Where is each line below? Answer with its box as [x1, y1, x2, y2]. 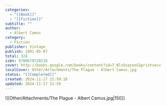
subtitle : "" [5, 21, 32, 26]
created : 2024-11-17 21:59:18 [5, 77, 68, 82]
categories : [5, 7, 30, 12]
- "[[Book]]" [9, 12, 37, 17]
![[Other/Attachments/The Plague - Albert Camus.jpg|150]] [5, 95, 125, 101]
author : [5, 26, 21, 31]
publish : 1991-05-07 [5, 49, 48, 54]
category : [5, 35, 26, 40]
